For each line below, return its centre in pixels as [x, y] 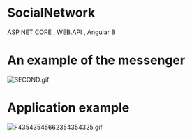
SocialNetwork [51, 13]
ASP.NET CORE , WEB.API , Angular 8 [61, 32]
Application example [68, 108]
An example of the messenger [96, 60]
